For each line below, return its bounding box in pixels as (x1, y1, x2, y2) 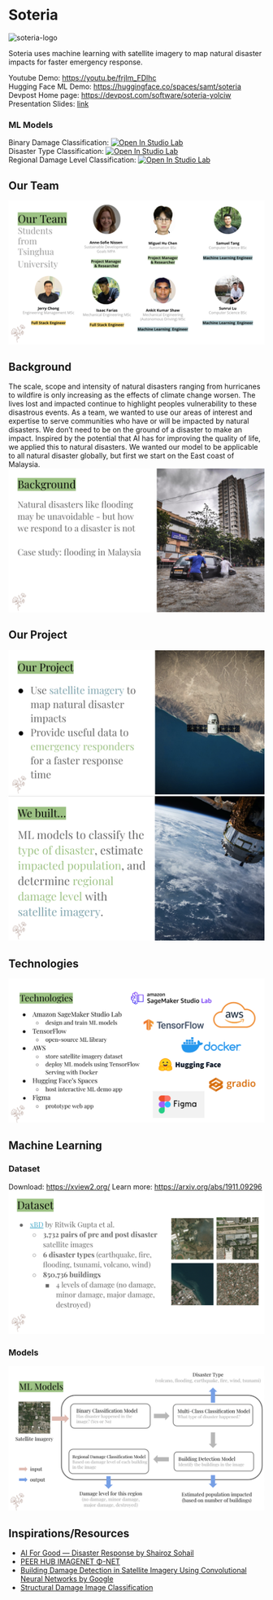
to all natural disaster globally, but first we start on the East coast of (8, 451, 235, 461)
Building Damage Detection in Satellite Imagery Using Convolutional (19, 1566, 247, 1576)
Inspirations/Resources (8, 1526, 130, 1541)
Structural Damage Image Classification (19, 1583, 154, 1593)
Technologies (8, 956, 80, 970)
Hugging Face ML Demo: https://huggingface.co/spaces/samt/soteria (8, 81, 242, 91)
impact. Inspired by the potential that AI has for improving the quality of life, (8, 433, 262, 443)
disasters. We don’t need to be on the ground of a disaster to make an (8, 425, 242, 435)
